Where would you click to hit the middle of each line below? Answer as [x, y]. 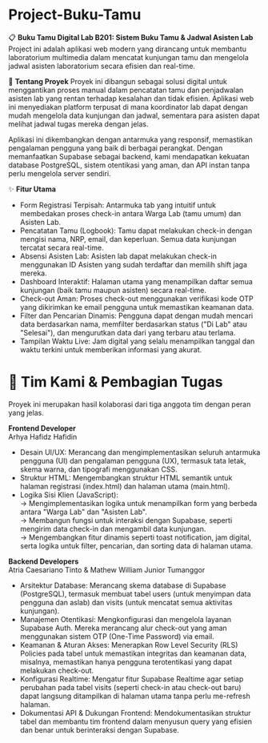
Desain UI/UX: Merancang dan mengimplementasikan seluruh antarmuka [140, 452]
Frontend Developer [42, 428]
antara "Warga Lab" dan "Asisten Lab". [84, 512]
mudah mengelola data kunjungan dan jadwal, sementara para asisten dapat [134, 115]
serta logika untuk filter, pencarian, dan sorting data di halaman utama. [136, 545]
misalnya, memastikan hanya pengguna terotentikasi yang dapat [126, 661]
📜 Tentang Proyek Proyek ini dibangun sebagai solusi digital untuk [118, 81]
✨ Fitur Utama [32, 189]
